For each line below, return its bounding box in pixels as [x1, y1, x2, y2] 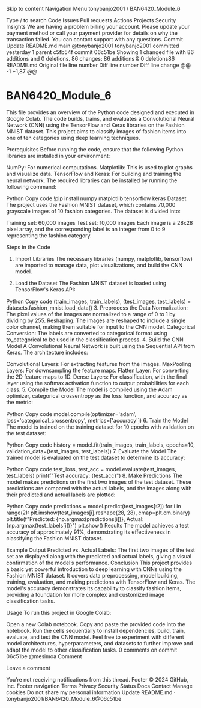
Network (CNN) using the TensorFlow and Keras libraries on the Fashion [6, 121, 185, 129]
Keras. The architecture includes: [6, 349, 88, 356]
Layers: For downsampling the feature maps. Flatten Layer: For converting [6, 367, 189, 374]
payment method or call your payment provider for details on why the [6, 29, 178, 37]
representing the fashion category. [6, 231, 92, 239]
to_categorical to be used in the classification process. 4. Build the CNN [6, 336, 184, 343]
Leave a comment [6, 664, 51, 671]
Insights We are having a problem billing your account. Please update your [6, 23, 190, 30]
